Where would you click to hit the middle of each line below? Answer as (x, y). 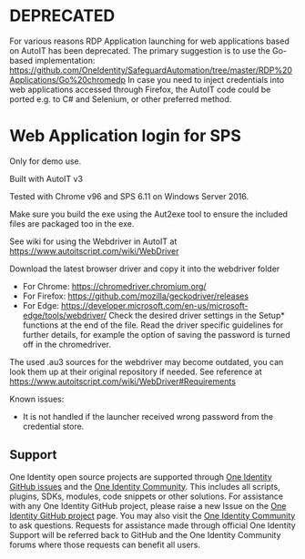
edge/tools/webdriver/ (65, 315)
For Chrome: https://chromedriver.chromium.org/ (114, 286)
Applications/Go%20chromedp (67, 79)
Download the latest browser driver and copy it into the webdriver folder (145, 269)
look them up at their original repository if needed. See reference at (136, 371)
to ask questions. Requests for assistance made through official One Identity (152, 525)
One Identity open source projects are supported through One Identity (141, 477)
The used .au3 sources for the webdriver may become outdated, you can (147, 361)
